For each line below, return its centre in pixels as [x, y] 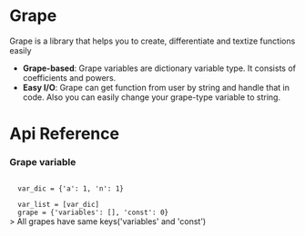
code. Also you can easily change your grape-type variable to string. [151, 97]
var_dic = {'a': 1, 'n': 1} [71, 189]
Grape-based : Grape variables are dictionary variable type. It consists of [159, 68]
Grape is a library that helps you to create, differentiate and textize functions [152, 41]
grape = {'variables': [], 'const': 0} [93, 213]
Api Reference [65, 134]
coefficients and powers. [69, 77]
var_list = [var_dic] [59, 205]
